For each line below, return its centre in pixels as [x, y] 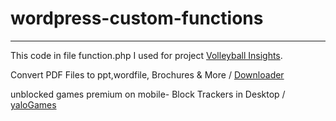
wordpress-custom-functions [137, 18]
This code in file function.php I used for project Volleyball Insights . [146, 55]
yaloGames [33, 104]
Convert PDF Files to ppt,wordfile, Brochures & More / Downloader [147, 74]
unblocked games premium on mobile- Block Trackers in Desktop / [148, 94]
